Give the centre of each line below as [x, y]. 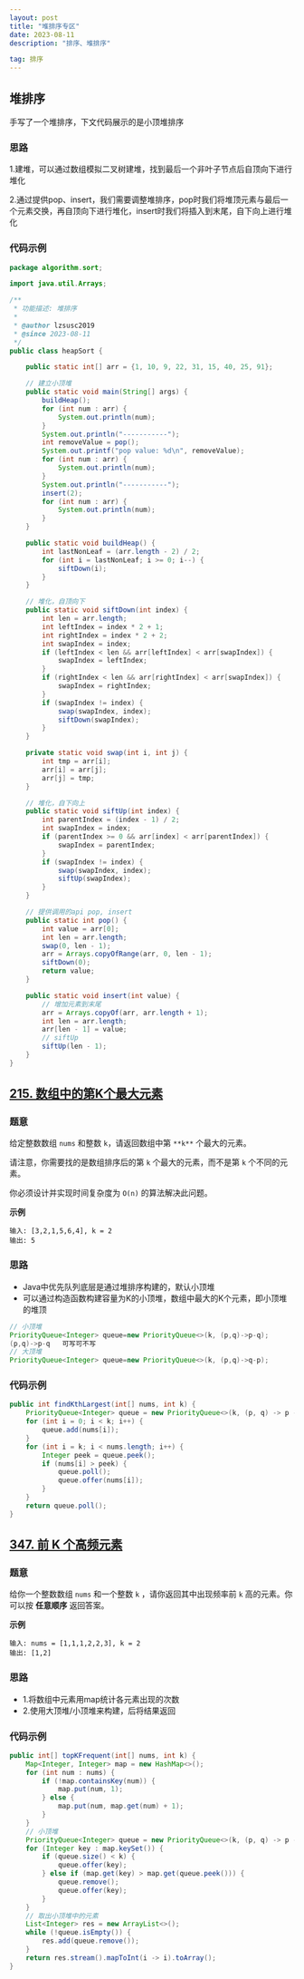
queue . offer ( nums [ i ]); [100, 1480]
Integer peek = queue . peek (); [99, 1455]
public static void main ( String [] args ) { [107, 392]
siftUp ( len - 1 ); [74, 1047]
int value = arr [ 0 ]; [81, 929]
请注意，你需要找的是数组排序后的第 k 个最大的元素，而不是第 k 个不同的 [145, 1162]
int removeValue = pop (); [91, 442]
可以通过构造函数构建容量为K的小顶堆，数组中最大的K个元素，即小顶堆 [155, 1298]
